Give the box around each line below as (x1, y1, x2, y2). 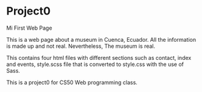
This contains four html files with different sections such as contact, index (6, 54, 192, 61)
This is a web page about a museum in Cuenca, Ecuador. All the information (6, 36, 197, 43)
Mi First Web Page (6, 24, 53, 31)
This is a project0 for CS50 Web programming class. (6, 79, 138, 86)
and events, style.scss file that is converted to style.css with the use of (6, 61, 184, 68)
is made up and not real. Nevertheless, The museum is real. (6, 42, 156, 50)
